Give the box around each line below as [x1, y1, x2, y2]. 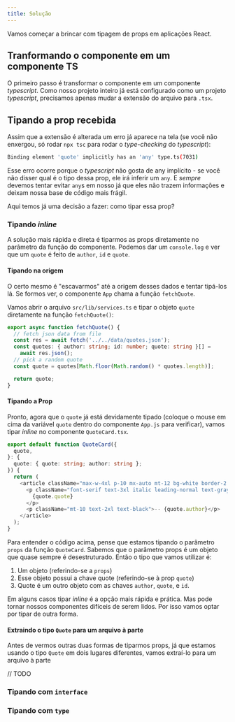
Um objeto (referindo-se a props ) [17, 566, 113, 575]
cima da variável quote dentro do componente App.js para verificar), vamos [7, 420, 225, 428]
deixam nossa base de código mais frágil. [7, 189, 127, 197]
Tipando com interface [7, 687, 88, 697]
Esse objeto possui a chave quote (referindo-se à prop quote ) [17, 574, 194, 582]
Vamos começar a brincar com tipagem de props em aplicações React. [7, 29, 212, 38]
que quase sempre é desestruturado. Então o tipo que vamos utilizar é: [7, 553, 212, 561]
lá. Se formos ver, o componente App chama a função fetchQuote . [7, 289, 196, 298]
